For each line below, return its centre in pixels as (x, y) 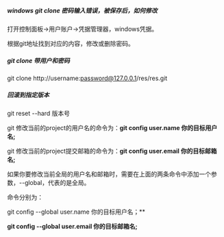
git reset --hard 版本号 (39, 113)
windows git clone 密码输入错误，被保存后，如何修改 (82, 10)
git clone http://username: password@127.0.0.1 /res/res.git (87, 78)
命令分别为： (25, 197)
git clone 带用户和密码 (39, 60)
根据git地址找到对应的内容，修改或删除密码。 (71, 43)
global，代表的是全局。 (57, 182)
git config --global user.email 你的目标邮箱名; (73, 226)
